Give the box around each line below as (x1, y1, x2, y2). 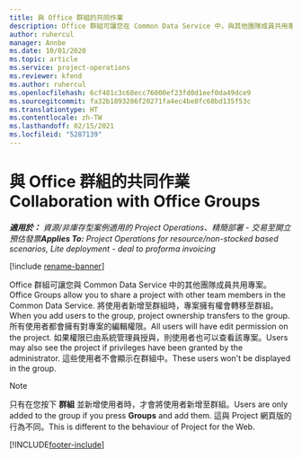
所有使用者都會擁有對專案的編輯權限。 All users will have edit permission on (9, 321, 289, 331)
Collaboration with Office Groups (9, 191, 261, 212)
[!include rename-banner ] (9, 260, 105, 271)
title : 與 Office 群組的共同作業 (9, 13, 124, 22)
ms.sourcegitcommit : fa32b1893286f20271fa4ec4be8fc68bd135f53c (9, 96, 252, 106)
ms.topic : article (9, 55, 78, 64)
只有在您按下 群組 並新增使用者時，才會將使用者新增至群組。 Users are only (9, 399, 289, 410)
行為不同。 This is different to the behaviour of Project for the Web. (9, 421, 255, 432)
